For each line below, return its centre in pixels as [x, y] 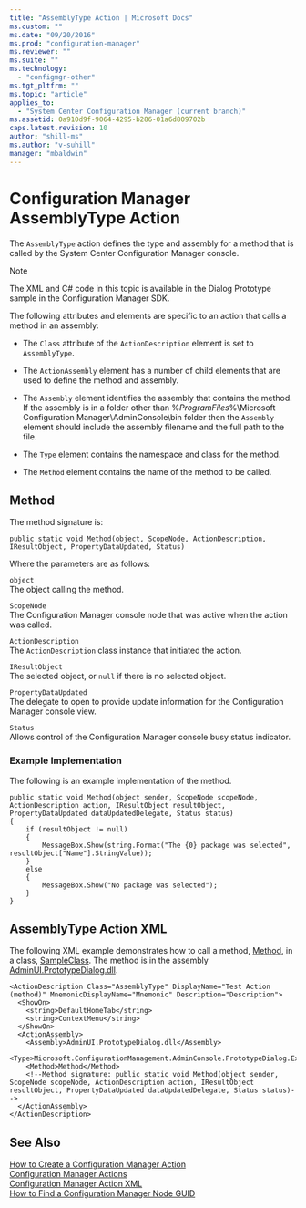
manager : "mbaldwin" [49, 153]
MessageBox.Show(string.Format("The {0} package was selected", [167, 845]
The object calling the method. [67, 590]
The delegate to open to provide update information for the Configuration [147, 702]
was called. [31, 625]
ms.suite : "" [34, 60]
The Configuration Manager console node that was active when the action [149, 615]
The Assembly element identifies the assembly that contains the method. [158, 398]
